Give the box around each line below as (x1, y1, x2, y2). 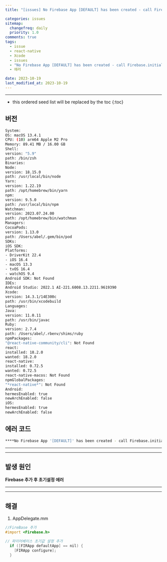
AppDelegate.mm (12, 515, 49, 522)
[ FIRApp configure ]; (14, 548, 57, 553)
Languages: (5, 304, 28, 309)
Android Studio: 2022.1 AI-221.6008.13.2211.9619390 (5, 285, 117, 290)
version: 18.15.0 (5, 169, 41, 174)
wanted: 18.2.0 (5, 354, 37, 359)
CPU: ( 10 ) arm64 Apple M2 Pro (5, 137, 68, 142)
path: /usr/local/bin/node (5, 174, 61, 179)
